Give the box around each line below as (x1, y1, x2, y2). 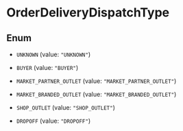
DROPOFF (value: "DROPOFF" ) (16, 117, 90, 125)
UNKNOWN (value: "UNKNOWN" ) (16, 50, 90, 58)
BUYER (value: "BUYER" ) (16, 64, 79, 71)
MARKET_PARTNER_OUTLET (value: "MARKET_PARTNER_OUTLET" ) (16, 77, 177, 85)
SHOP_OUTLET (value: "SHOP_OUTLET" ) (16, 104, 116, 111)
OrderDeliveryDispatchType (6, 5, 169, 21)
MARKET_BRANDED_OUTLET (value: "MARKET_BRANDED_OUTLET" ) (16, 91, 177, 98)
